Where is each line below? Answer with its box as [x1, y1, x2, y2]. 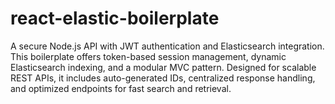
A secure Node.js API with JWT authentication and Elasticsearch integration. [10, 40, 325, 52]
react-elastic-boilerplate [10, 7, 220, 30]
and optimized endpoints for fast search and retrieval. [10, 82, 232, 94]
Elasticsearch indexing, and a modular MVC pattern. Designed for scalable [10, 61, 317, 73]
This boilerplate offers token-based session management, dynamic [10, 50, 287, 62]
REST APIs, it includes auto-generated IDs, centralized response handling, [10, 72, 316, 84]
